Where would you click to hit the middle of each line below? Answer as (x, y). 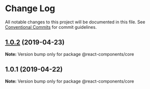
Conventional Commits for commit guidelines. (51, 27)
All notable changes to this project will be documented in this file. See (75, 22)
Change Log (30, 9)
